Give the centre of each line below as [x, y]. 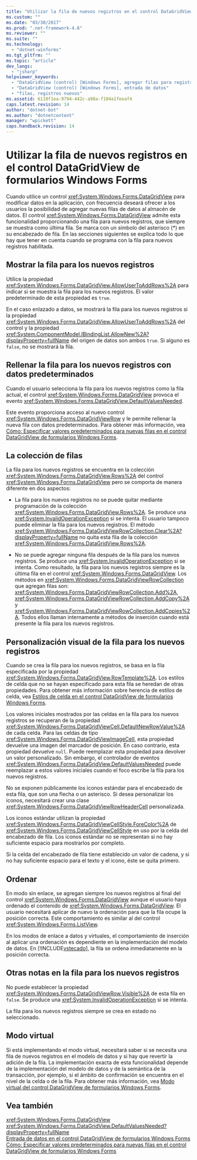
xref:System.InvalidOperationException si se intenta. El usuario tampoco [102, 519]
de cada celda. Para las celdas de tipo [52, 733]
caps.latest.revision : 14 [38, 104]
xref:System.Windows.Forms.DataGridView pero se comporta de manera [94, 482]
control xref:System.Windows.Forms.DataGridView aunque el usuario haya [96, 900]
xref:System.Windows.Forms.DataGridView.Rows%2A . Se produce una [100, 512]
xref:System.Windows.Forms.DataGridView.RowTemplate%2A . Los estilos [95, 678]
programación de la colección [50, 506]
